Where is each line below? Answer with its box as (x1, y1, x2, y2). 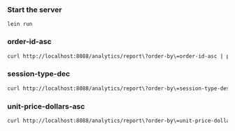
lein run (7, 21, 33, 28)
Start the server (7, 5, 62, 15)
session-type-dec (7, 69, 71, 79)
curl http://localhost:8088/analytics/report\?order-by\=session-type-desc (7, 85, 233, 92)
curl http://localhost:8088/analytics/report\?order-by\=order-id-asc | (7, 52, 224, 60)
